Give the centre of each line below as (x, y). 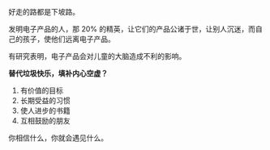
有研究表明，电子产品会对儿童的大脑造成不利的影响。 (97, 56)
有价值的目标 (41, 90)
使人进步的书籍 (45, 110)
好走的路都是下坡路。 (44, 12)
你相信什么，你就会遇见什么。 (58, 138)
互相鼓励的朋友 (45, 121)
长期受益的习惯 (45, 100)
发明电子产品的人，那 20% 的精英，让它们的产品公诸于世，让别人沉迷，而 (132, 29)
